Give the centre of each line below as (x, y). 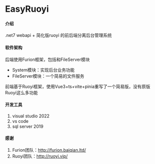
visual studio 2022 (31, 116)
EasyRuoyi (27, 9)
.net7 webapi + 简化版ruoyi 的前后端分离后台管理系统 (58, 35)
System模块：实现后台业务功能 (43, 70)
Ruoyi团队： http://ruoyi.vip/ (40, 156)
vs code (20, 121)
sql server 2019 (28, 126)
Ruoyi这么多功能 (22, 92)
